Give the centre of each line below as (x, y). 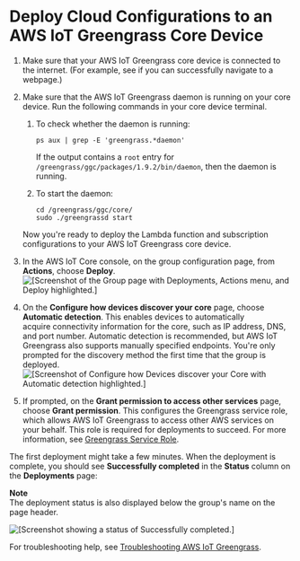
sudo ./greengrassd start (84, 217)
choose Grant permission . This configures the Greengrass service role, (155, 410)
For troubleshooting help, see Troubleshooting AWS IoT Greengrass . (136, 547)
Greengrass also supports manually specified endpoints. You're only (149, 345)
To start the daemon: (75, 193)
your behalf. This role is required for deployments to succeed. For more (154, 429)
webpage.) (42, 79)
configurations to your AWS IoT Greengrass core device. (127, 243)
